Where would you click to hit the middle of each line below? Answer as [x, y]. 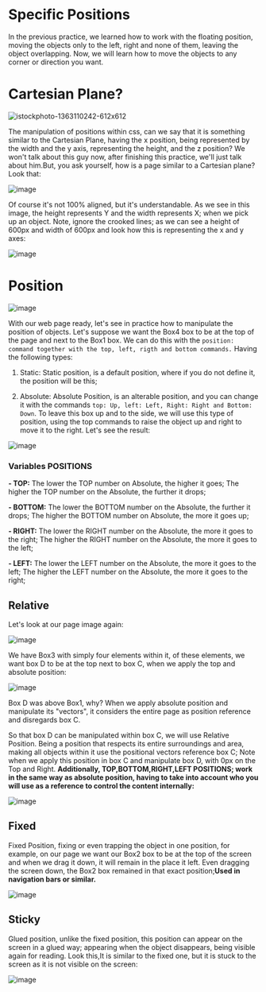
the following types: [40, 357]
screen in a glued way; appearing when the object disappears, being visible [132, 947]
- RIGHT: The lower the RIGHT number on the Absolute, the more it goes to [131, 531]
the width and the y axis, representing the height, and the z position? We [127, 148]
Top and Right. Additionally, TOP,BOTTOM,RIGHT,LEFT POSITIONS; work [130, 769]
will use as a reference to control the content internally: [101, 785]
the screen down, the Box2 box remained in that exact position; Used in [124, 870]
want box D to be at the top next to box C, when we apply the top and [122, 663]
